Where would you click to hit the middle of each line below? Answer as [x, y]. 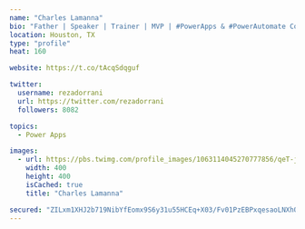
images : [24, 151]
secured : [26, 210]
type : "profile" [40, 43]
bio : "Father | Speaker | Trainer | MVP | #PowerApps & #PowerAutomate [148, 26]
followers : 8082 [48, 110]
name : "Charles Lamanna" [56, 18]
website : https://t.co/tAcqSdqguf [75, 68]
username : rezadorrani [60, 93]
